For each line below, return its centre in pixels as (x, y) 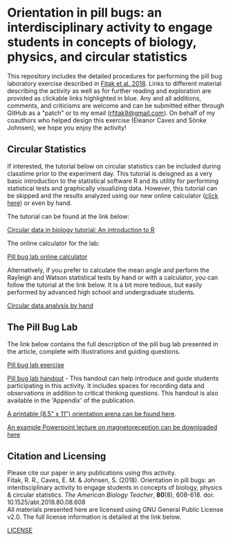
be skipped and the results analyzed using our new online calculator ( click (113, 195)
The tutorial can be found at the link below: (68, 216)
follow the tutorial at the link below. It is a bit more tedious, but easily (105, 285)
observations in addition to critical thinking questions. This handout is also (113, 393)
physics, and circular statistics (98, 57)
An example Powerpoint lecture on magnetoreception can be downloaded (112, 427)
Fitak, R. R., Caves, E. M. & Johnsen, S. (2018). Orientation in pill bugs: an (111, 480)
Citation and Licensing (57, 456)
